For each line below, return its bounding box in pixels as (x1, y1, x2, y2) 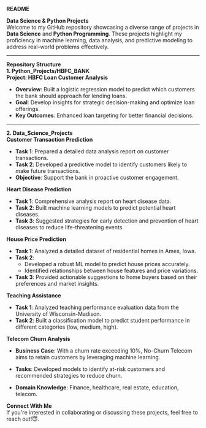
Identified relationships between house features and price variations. (24, 267, 199, 274)
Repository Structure (6, 61, 61, 68)
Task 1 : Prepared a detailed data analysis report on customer (15, 148, 169, 155)
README (6, 6, 29, 12)
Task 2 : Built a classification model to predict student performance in (15, 317, 190, 324)
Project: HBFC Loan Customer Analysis (6, 74, 109, 81)
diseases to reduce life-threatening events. (15, 224, 124, 231)
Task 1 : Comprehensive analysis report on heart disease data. (15, 197, 172, 205)
